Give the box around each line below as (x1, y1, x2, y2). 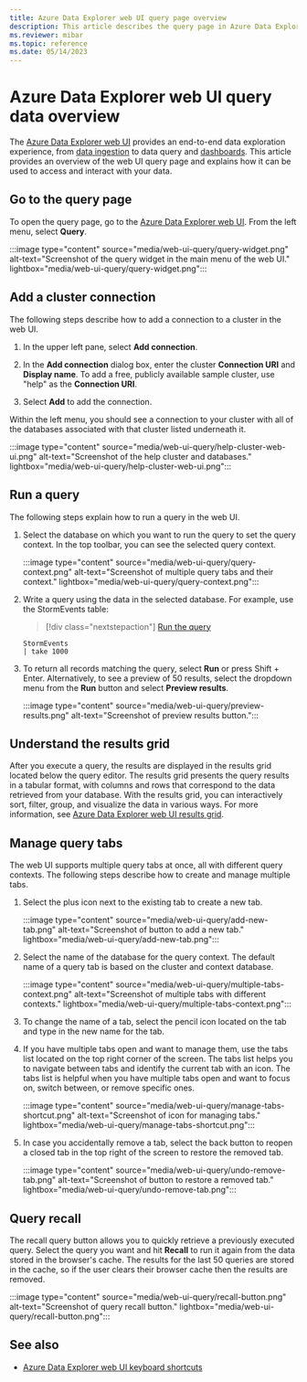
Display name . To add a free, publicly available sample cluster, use (22, 368, 276, 379)
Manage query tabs (9, 835, 123, 851)
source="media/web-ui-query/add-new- (115, 915, 269, 926)
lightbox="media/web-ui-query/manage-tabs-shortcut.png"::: (22, 1120, 256, 1131)
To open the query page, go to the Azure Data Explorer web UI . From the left (9, 216, 297, 227)
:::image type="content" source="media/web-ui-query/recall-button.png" (9, 1291, 287, 1302)
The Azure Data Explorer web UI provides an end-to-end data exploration (9, 136, 286, 147)
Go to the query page (9, 192, 132, 207)
